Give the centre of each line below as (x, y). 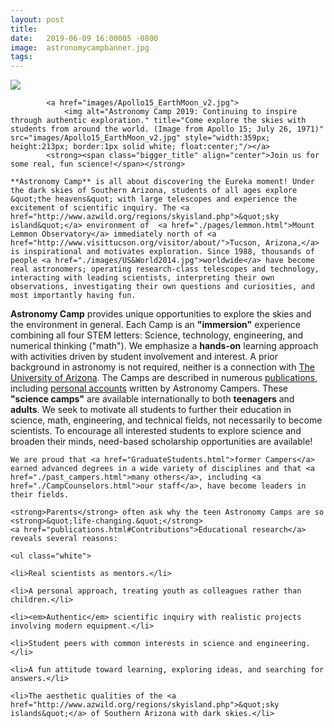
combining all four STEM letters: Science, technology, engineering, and (157, 335)
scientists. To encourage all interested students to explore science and (156, 431)
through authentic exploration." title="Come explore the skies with (158, 121)
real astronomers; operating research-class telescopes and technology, (165, 269)
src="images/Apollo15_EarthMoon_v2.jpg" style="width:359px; (140, 138)
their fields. (40, 495)
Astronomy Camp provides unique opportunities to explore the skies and (161, 314)
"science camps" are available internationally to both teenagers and (152, 399)
